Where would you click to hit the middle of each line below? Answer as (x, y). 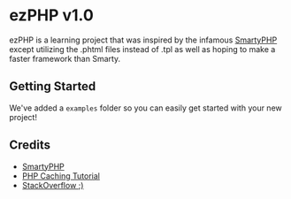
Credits (30, 145)
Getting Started (53, 86)
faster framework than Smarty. (65, 58)
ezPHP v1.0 (52, 15)
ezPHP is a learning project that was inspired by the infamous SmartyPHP (143, 40)
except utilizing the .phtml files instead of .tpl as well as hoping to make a (142, 49)
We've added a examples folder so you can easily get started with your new (146, 108)
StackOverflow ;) (53, 185)
